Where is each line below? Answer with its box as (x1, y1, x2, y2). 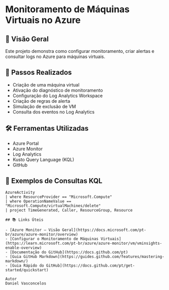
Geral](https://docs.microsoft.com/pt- (61, 227, 146, 233)
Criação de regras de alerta (12, 98, 71, 104)
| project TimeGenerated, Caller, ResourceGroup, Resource (5, 208, 133, 213)
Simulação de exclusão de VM (12, 103, 76, 109)
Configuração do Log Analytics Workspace (12, 93, 103, 99)
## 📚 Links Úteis (5, 217, 44, 222)
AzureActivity (5, 190, 36, 195)
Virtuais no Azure (5, 14, 81, 26)
